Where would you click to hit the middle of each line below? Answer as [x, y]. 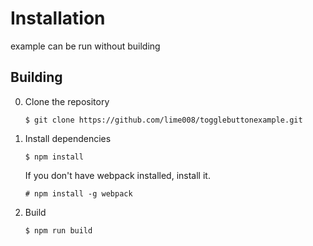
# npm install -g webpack [78, 193]
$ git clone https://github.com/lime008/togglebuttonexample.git [163, 120]
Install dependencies [68, 138]
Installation [58, 18]
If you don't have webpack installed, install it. [117, 175]
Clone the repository [67, 101]
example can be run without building [85, 46]
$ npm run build [58, 230]
